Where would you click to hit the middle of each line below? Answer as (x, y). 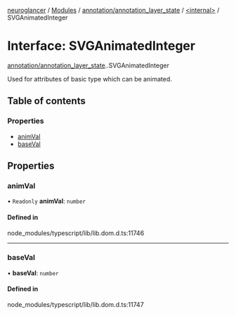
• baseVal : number (33, 272)
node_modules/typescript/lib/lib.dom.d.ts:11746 (76, 233)
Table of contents (46, 101)
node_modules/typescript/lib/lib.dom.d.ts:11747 (76, 305)
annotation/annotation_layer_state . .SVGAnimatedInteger (88, 65)
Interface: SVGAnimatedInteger (101, 46)
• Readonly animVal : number (47, 201)
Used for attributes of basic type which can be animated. (90, 79)
